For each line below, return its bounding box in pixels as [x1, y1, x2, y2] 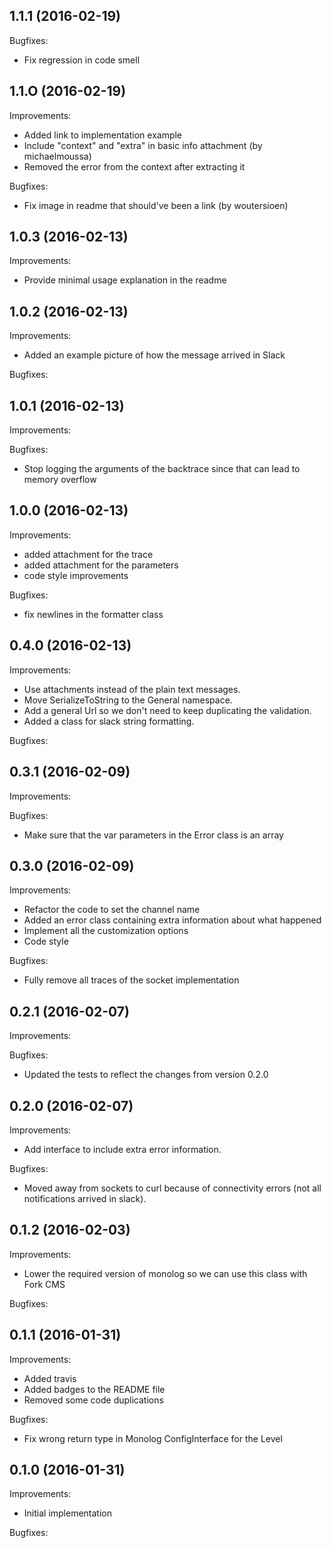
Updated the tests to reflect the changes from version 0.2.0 [23, 1069, 269, 1081]
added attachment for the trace [23, 548, 154, 560]
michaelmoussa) [23, 150, 92, 162]
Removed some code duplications [23, 1394, 164, 1406]
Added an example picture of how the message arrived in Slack [23, 349, 286, 361]
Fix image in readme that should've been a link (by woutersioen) [23, 199, 289, 211]
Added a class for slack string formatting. [23, 715, 195, 727]
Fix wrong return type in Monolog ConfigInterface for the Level [23, 1432, 283, 1444]
